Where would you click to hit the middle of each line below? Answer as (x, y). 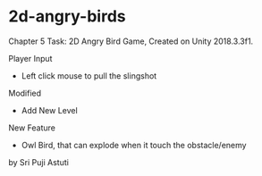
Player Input (30, 58)
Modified (25, 93)
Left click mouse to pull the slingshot (89, 75)
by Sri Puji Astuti (38, 162)
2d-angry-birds (67, 17)
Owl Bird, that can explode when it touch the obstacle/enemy (134, 145)
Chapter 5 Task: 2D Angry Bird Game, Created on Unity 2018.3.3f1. (131, 41)
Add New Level (49, 110)
